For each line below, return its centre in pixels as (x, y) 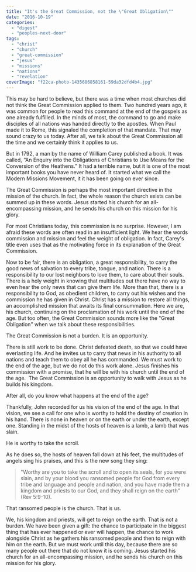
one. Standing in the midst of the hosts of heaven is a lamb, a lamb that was (97, 425)
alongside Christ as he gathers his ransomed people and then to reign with (96, 538)
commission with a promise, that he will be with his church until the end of (95, 372)
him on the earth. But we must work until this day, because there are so (92, 544)
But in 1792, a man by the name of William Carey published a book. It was (94, 154)
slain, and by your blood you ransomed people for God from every (100, 478)
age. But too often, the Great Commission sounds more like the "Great (90, 318)
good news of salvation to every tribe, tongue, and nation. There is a (88, 268)
